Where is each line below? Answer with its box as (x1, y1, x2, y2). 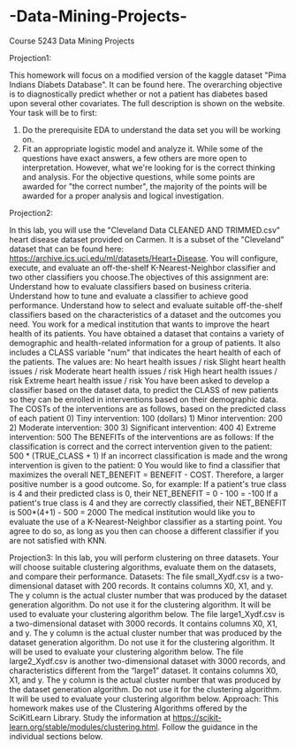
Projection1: (9, 52, 51, 63)
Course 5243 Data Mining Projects (9, 35, 135, 46)
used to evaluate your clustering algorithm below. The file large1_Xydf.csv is (9, 608, 285, 619)
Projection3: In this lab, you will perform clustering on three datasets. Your (9, 552, 280, 563)
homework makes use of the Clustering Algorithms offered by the (9, 702, 247, 714)
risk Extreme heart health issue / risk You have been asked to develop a (9, 374, 270, 386)
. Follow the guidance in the (157, 722, 258, 732)
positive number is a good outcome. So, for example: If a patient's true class (9, 478, 287, 489)
